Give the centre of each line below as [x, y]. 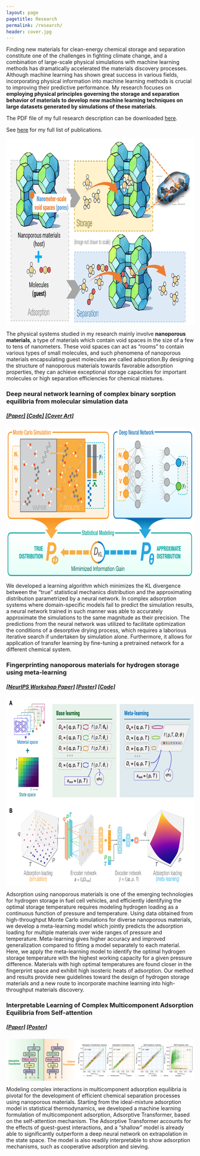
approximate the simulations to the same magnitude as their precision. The [98, 618]
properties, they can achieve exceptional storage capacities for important [96, 372]
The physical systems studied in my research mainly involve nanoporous [96, 334]
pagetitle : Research [32, 19]
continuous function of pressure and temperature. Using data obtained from [99, 913]
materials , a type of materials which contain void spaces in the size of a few [100, 340]
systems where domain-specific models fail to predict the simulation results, [100, 605]
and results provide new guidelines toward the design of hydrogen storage [98, 977]
